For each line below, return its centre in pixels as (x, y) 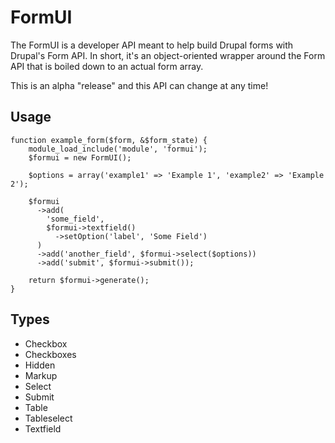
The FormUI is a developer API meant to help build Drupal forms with (152, 45)
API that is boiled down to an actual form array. (107, 66)
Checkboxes (50, 354)
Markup (41, 375)
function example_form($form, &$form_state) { (109, 140)
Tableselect (48, 418)
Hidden (40, 365)
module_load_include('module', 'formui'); (118, 149)
